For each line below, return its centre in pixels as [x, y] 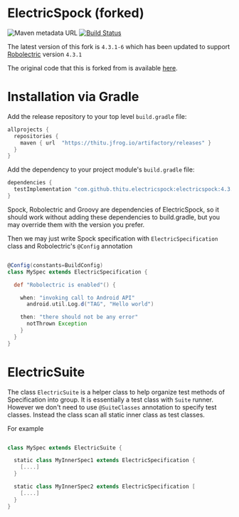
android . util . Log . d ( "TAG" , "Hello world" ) [90, 304]
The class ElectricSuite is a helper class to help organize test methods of [116, 392]
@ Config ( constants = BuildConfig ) [55, 265]
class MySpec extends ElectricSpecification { [78, 272]
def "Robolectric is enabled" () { [65, 285]
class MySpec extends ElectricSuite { [65, 448]
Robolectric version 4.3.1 [45, 54]
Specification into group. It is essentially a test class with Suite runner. [110, 399]
